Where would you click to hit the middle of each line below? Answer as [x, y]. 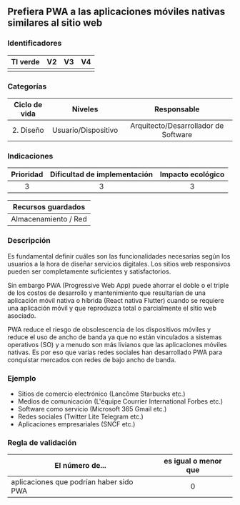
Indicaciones [30, 156]
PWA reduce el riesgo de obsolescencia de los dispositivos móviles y [109, 329]
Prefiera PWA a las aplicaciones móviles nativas [116, 12]
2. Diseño [28, 130]
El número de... [80, 466]
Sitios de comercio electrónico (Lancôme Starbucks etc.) [101, 394]
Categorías [27, 86]
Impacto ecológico [192, 174]
